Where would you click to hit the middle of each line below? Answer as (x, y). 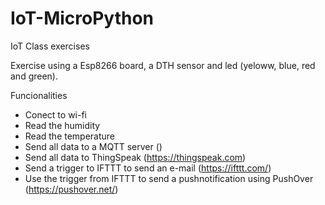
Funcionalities (39, 95)
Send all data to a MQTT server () (93, 146)
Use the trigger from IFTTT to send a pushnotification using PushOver (169, 178)
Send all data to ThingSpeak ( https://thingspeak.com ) (135, 157)
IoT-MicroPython (82, 18)
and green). (34, 76)
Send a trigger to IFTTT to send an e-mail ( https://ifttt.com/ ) (148, 168)
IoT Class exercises (50, 46)
